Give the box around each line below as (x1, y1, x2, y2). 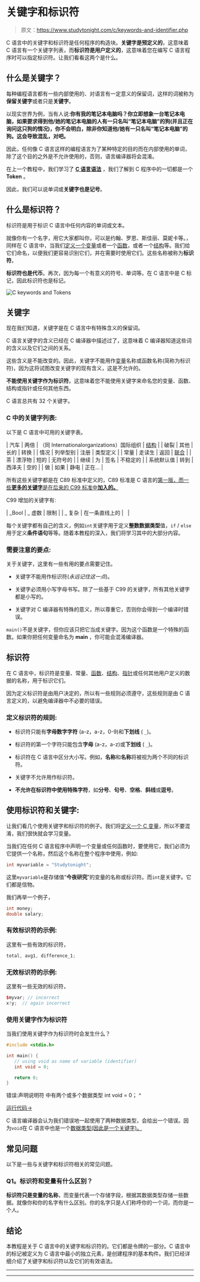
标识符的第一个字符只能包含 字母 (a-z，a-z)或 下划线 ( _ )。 (14, 741, 156, 748)
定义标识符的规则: (6, 713, 58, 722)
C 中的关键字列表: (6, 414, 57, 422)
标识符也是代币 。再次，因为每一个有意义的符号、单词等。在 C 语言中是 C (6, 269, 186, 276)
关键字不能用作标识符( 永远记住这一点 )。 (14, 573, 113, 580)
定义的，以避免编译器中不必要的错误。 (11, 697, 105, 704)
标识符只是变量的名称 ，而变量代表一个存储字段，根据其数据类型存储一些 (6, 1191, 183, 1199)
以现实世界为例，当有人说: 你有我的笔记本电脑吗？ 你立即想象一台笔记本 (6, 110, 180, 117)
